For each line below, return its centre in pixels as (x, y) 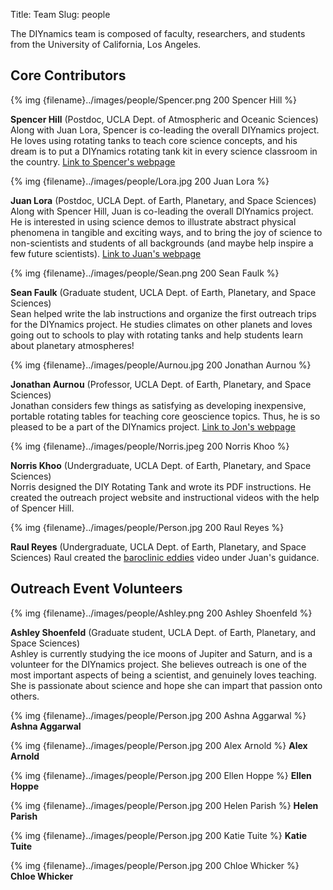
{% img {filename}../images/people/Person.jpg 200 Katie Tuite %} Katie (159, 835)
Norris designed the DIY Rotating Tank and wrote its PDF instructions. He (161, 486)
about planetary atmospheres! (72, 345)
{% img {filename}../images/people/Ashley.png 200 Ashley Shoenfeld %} (161, 613)
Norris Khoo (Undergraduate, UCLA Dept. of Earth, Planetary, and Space (161, 465)
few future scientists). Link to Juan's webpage (106, 253)
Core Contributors (68, 75)
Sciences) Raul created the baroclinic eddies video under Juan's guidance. (165, 557)
